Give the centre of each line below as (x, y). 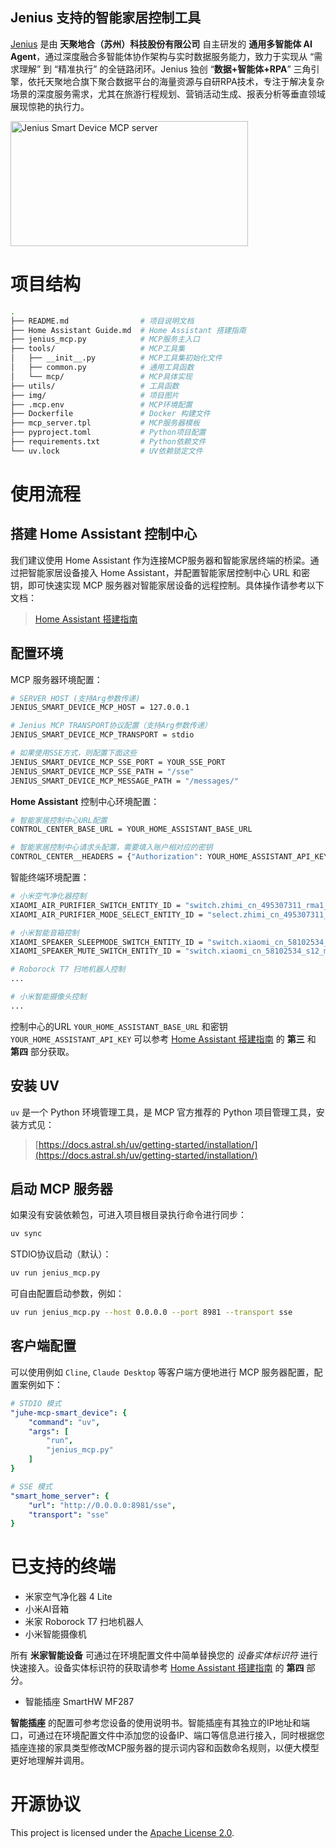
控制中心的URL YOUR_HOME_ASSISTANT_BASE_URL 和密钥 (119, 1026)
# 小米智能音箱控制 (45, 933)
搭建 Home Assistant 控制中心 (104, 534)
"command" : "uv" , (64, 1422)
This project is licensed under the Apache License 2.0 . (122, 1833)
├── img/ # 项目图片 (95, 395)
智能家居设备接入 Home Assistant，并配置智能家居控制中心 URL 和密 (168, 572)
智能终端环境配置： (50, 877)
